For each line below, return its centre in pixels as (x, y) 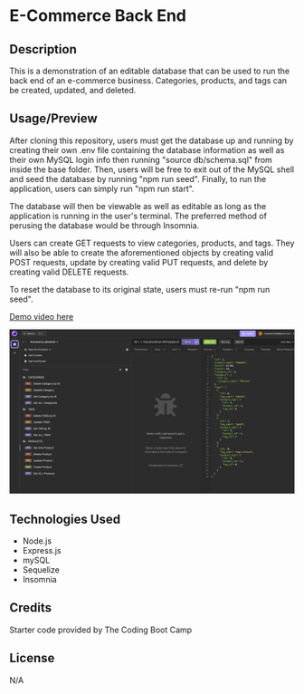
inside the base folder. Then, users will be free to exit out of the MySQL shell (152, 169)
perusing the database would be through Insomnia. (104, 225)
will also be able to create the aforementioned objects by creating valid (142, 252)
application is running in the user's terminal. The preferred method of (138, 216)
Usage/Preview (53, 119)
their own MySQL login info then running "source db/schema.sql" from (141, 159)
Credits (31, 608)
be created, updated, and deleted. (73, 90)
